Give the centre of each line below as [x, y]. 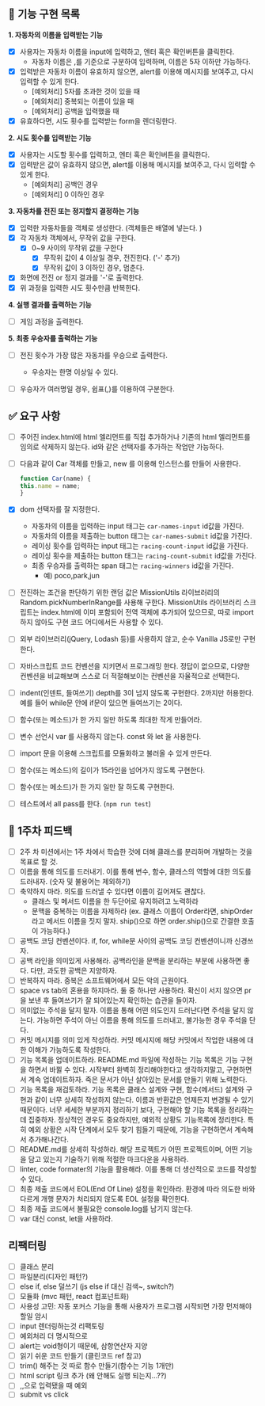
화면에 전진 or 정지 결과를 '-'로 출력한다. [81, 278]
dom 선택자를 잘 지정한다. [60, 509]
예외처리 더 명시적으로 [54, 1336]
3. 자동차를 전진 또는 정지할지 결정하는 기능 [74, 211]
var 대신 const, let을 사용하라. [66, 1218]
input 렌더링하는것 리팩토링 [62, 1326]
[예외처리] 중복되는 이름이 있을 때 [83, 101]
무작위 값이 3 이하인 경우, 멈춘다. [94, 268]
